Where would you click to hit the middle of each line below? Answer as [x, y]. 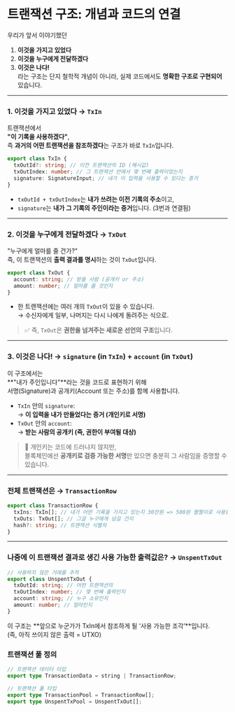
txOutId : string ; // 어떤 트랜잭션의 [63, 585]
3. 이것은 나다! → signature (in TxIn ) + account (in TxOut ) [100, 356]
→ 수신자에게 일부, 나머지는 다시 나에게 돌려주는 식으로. [93, 315]
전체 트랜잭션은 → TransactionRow [62, 491]
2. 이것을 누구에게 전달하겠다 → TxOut [67, 234]
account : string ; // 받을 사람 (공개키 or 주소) [79, 279]
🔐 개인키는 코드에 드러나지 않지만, [70, 447]
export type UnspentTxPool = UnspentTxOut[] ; [74, 701]
